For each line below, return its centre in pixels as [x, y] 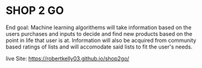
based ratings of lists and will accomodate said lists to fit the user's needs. [99, 47]
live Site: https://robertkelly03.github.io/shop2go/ [68, 58]
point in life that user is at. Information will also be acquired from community [101, 40]
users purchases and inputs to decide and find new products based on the [99, 33]
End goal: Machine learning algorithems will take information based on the [99, 27]
